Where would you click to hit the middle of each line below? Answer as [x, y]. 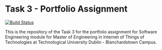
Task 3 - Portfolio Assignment [66, 9]
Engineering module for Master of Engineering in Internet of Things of [75, 37]
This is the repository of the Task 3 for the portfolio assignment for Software [81, 32]
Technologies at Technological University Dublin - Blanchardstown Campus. [81, 42]
